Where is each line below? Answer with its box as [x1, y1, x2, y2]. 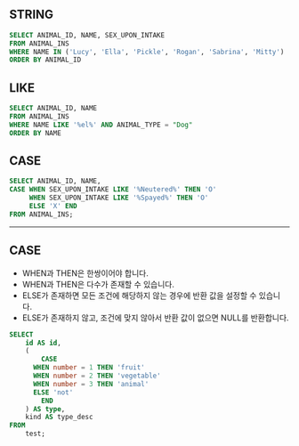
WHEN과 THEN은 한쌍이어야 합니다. [21, 267, 149, 279]
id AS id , [25, 338, 62, 347]
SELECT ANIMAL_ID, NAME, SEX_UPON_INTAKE [9, 30, 166, 39]
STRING [9, 7, 54, 22]
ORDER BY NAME [9, 128, 62, 137]
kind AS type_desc [25, 413, 93, 422]
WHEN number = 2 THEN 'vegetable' [32, 371, 162, 380]
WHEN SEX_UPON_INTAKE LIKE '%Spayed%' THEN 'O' [28, 193, 209, 203]
